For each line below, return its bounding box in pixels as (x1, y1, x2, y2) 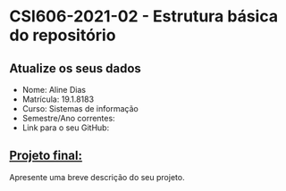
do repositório (9, 25, 116, 46)
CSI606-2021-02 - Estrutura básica (9, 6, 279, 27)
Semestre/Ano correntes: (21, 113, 115, 123)
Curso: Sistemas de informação (21, 104, 139, 113)
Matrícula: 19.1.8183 (21, 94, 95, 104)
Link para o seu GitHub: (21, 122, 110, 133)
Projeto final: (9, 148, 83, 163)
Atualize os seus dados (9, 61, 141, 76)
